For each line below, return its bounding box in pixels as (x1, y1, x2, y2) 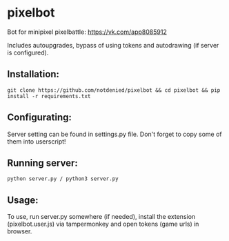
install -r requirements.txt (7, 93, 91, 99)
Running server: (7, 157, 78, 168)
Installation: (7, 68, 60, 80)
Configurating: (7, 112, 72, 124)
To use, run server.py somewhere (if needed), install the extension (7, 213, 196, 221)
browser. (7, 227, 32, 235)
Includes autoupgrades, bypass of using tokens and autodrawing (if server (7, 41, 219, 49)
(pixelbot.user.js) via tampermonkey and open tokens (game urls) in (7, 220, 199, 229)
